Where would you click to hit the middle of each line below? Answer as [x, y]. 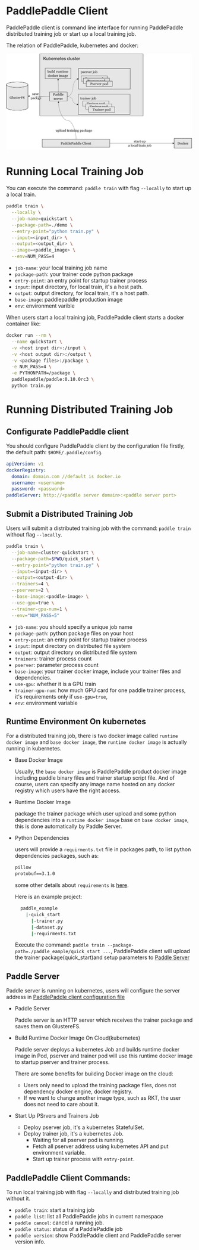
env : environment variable [46, 703]
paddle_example [39, 908]
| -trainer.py [47, 921]
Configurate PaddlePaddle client [67, 431]
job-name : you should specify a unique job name [73, 626]
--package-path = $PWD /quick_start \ [56, 559]
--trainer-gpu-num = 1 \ [40, 609]
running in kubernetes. [34, 749]
